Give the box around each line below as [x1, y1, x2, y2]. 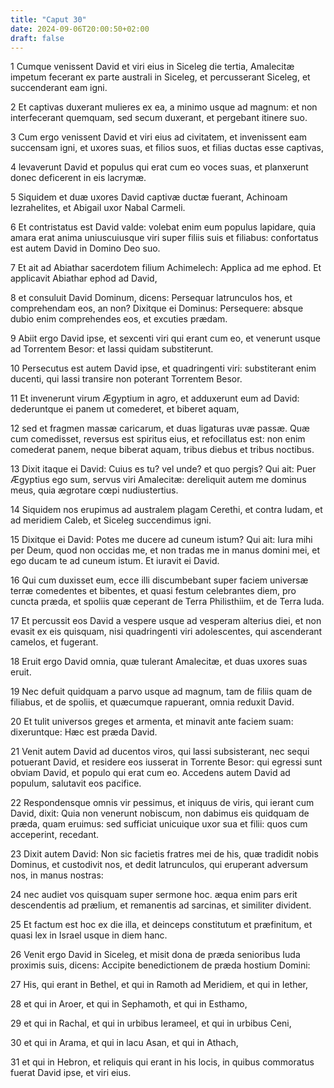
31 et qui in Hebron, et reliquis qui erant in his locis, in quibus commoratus [10, 1056, 315, 1068]
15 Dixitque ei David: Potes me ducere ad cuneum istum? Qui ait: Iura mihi [10, 534, 313, 546]
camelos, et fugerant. [10, 636, 99, 648]
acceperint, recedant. [10, 829, 100, 841]
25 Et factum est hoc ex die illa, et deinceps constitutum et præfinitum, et [10, 919, 313, 931]
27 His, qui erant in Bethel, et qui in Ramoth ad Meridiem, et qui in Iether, [10, 979, 308, 991]
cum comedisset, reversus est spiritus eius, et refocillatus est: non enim [10, 433, 306, 445]
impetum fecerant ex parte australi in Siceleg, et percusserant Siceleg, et [10, 71, 311, 83]
